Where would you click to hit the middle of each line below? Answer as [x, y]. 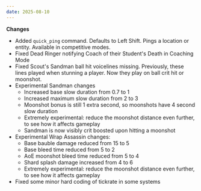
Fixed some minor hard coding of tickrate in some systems [88, 181]
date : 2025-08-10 [28, 12]
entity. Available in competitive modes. [63, 47]
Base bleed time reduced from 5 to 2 [70, 149]
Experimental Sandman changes [55, 86]
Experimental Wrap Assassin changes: [63, 137]
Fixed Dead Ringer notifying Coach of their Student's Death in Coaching [104, 53]
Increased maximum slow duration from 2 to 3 [81, 98]
